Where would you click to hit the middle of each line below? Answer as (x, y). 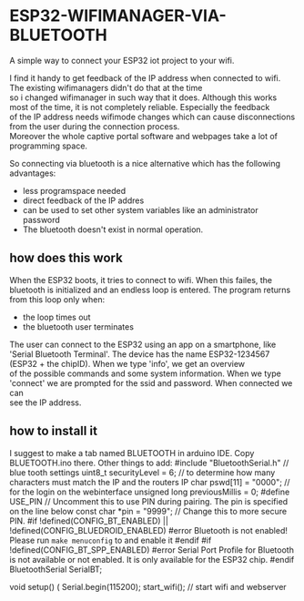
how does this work (66, 258)
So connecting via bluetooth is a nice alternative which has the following (145, 163)
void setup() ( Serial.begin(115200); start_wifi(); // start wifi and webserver (148, 586)
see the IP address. (46, 402)
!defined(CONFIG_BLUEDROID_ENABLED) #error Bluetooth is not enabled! (149, 530)
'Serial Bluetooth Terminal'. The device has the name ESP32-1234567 (140, 354)
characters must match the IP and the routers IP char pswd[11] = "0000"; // (150, 482)
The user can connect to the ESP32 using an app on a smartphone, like (143, 344)
